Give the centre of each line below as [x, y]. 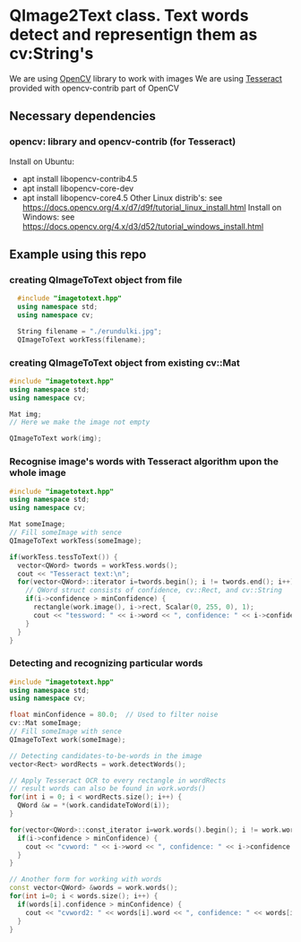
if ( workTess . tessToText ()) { [64, 557]
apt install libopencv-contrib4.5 [80, 178]
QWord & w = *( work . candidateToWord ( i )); [94, 806]
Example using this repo [78, 255]
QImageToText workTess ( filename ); [82, 340]
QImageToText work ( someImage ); [68, 739]
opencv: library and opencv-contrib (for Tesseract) [123, 142]
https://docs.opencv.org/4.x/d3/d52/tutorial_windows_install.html [143, 226]
